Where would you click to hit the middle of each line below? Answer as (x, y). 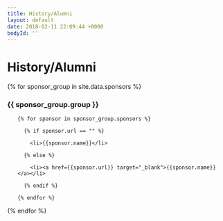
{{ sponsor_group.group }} (53, 105)
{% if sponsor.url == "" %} (64, 131)
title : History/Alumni (40, 14)
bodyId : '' (23, 33)
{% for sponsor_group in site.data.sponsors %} (74, 87)
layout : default (30, 20)
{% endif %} (41, 186)
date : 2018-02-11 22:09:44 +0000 (55, 26)
